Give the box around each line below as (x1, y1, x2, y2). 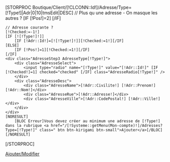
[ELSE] (5, 43, 19, 48)
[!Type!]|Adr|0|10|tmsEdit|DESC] (5, 10, 74, 16)
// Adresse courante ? (5, 25, 53, 30)
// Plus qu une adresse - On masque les (74, 10, 158, 16)
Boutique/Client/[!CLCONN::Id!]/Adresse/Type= (32, 5, 132, 10)
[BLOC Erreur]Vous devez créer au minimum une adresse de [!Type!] (14, 119, 160, 124)
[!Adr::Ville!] (128, 96, 160, 101)
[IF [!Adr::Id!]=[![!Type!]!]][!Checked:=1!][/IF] (14, 38, 124, 43)
